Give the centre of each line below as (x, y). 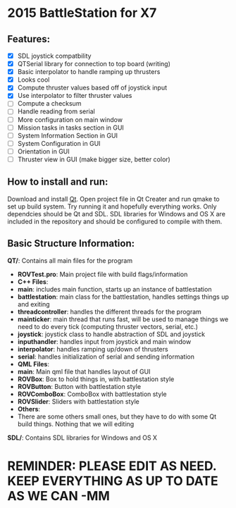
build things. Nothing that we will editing (76, 423)
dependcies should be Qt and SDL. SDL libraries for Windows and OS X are (116, 213)
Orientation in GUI (44, 151)
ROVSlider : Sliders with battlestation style (78, 401)
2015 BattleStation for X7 (82, 13)
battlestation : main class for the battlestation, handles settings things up (123, 297)
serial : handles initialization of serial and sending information (106, 357)
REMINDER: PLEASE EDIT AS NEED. (112, 466)
